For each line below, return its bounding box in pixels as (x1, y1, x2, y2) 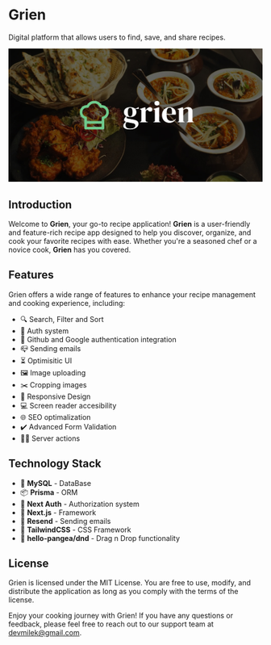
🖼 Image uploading (19, 367, 86, 377)
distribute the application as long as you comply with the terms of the (8, 587, 239, 597)
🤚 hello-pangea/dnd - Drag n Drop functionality (19, 533, 180, 542)
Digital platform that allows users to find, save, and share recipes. (8, 32, 226, 42)
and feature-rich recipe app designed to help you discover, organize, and (8, 228, 252, 237)
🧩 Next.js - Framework (19, 507, 97, 517)
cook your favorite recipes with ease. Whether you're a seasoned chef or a (8, 237, 257, 246)
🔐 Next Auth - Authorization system (19, 499, 140, 509)
